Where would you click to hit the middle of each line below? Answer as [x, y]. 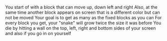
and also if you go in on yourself [38, 33]
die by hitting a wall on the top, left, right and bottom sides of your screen [81, 28]
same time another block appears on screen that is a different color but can [83, 12]
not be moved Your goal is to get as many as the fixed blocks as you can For [83, 18]
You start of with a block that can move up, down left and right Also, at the [82, 7]
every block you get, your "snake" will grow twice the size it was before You [83, 23]
